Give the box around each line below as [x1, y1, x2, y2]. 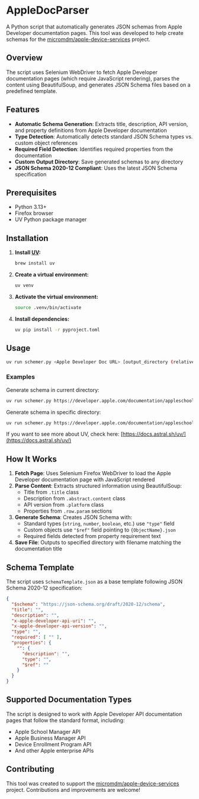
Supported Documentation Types [6, 695, 132, 705]
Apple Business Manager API [14, 734, 86, 742]
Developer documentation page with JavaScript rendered [14, 476, 155, 483]
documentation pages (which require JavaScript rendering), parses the [6, 75, 179, 82]
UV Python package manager [14, 216, 87, 223]
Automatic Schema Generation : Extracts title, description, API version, [14, 120, 188, 127]
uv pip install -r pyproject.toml [14, 327, 100, 333]
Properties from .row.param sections [23, 507, 113, 515]
